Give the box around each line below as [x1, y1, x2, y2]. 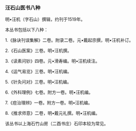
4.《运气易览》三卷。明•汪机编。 [5, 69, 72, 75]
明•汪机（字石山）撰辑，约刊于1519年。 [5, 16, 85, 23]
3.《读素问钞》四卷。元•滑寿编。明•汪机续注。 [5, 58, 100, 64]
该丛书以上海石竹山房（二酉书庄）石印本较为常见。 [5, 121, 109, 127]
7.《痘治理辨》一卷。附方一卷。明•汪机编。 [5, 100, 93, 106]
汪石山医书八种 [5, 4, 41, 11]
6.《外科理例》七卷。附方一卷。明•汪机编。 [5, 89, 93, 95]
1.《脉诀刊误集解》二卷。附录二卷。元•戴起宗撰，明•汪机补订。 [5, 37, 134, 43]
